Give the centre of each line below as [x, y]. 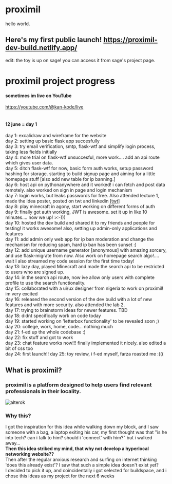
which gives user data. [29, 163]
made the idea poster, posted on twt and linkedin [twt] [63, 201]
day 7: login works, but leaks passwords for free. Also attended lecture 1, [82, 196]
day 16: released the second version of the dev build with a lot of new [79, 300]
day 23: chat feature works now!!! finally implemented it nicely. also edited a [86, 343]
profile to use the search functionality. [45, 283]
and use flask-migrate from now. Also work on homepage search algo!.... [82, 256]
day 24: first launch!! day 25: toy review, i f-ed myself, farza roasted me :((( [84, 354]
